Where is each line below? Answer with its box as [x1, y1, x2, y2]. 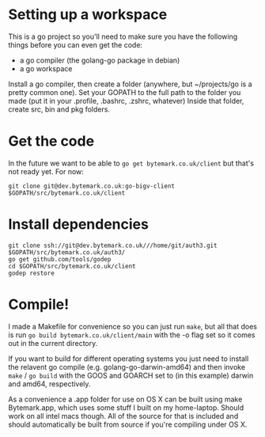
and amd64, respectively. [8, 378, 91, 389]
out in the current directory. [8, 338, 98, 348]
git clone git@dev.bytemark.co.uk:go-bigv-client [8, 182, 176, 190]
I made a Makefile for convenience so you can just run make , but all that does [8, 321, 257, 331]
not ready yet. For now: [8, 166, 85, 176]
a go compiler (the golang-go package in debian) [19, 55, 180, 65]
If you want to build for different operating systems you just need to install [8, 354, 249, 363]
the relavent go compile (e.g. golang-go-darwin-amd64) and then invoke [8, 362, 246, 371]
